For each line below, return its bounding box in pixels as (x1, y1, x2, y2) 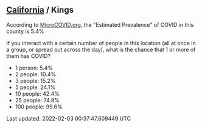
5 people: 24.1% (15, 84, 56, 91)
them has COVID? (6, 52, 50, 60)
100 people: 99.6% (15, 103, 63, 110)
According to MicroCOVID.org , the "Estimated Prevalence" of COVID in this (6, 21, 194, 28)
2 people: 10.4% (15, 70, 57, 78)
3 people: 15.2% (15, 77, 56, 84)
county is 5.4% (6, 27, 44, 35)
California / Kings (6, 5, 74, 15)
